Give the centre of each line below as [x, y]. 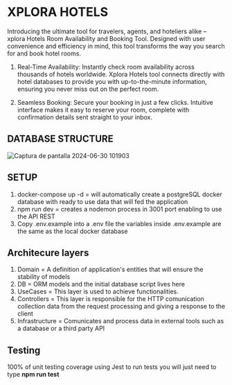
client [25, 314]
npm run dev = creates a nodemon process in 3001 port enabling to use [119, 209]
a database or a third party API [61, 328]
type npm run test [33, 375]
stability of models [44, 277]
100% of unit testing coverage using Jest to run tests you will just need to [112, 367]
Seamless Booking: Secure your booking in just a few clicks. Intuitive [115, 102]
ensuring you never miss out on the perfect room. [88, 89]
